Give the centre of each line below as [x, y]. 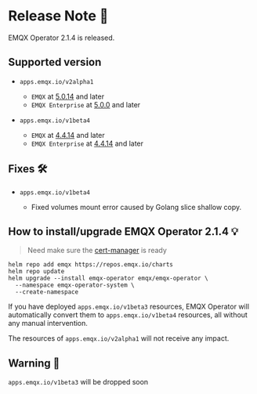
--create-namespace [47, 292]
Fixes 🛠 [28, 169]
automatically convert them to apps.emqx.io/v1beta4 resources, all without [128, 315]
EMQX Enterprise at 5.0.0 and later [86, 104]
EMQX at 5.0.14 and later [67, 96]
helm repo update [36, 272]
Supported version [55, 62]
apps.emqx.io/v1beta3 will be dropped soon [78, 382]
